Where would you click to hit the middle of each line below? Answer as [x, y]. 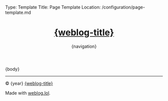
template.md [18, 12]
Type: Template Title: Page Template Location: [53, 7]
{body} [12, 69]
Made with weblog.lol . [28, 93]
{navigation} [84, 46]
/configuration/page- [123, 7]
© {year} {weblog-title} [29, 83]
